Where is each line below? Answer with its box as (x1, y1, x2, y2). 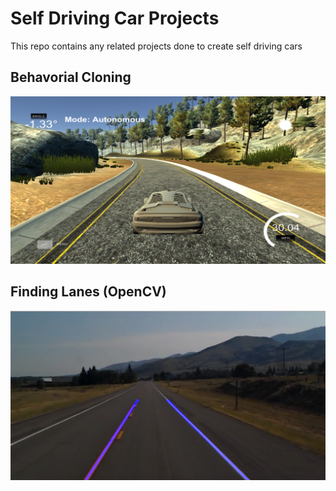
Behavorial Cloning (10, 69, 132, 86)
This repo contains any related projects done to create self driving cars (10, 40, 303, 52)
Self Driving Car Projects (10, 7, 220, 30)
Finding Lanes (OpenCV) (10, 283, 167, 301)
